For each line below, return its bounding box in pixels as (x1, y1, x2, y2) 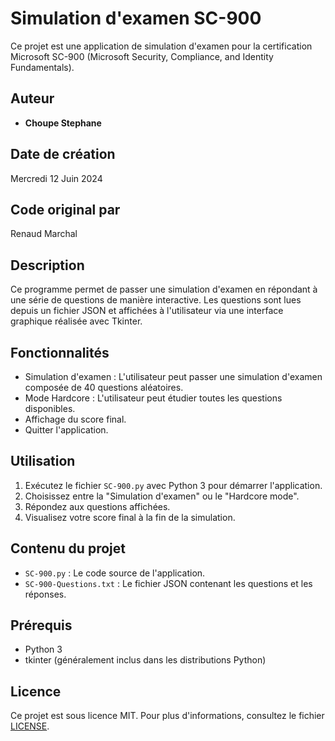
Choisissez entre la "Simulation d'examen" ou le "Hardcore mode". (24, 490, 300, 502)
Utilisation (10, 453, 76, 470)
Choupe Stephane (24, 117, 102, 129)
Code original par (10, 201, 121, 218)
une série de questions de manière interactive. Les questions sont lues (10, 294, 302, 306)
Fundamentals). (10, 61, 75, 73)
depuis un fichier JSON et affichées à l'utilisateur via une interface (10, 305, 284, 317)
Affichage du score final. (24, 413, 127, 425)
